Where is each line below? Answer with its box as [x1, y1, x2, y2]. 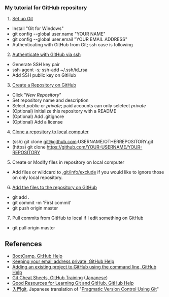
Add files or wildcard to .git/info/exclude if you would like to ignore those [12, 169, 164, 175]
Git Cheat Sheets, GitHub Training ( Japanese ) [12, 275, 108, 281]
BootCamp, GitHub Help [12, 253, 63, 259]
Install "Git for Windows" [12, 25, 64, 32]
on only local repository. [12, 174, 63, 181]
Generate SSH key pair [12, 62, 60, 68]
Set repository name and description [12, 97, 89, 103]
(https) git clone [12, 144, 46, 150]
